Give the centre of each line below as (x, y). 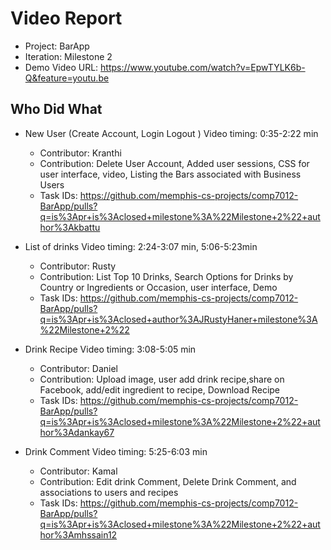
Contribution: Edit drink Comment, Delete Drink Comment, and (168, 481)
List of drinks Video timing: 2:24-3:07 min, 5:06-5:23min (141, 246)
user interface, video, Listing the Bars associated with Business (170, 174)
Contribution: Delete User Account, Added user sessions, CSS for (174, 163)
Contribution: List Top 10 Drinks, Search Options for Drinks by (166, 276)
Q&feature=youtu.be (67, 78)
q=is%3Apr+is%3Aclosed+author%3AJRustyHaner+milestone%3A (178, 319)
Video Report (66, 18)
